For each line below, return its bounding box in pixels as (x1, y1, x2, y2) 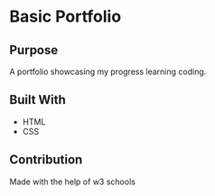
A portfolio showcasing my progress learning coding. (9, 66, 207, 77)
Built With (9, 92, 66, 107)
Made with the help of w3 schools (9, 176, 136, 187)
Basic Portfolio (9, 6, 122, 27)
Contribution (9, 152, 83, 168)
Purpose (9, 42, 59, 58)
